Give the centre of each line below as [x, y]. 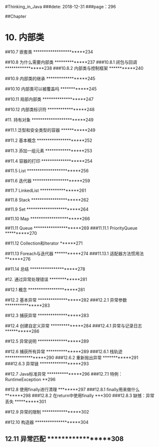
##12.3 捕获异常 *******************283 [47, 315]
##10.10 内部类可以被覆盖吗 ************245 [51, 89]
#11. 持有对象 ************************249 [49, 119]
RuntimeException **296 [30, 379]
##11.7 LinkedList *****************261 [45, 190]
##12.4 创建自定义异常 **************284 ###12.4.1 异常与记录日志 [74, 326]
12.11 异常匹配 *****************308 [65, 439]
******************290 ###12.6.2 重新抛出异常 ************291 [72, 357]
